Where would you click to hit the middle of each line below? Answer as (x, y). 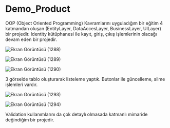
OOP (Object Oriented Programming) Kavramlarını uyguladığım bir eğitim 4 (84, 23)
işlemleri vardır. (21, 84)
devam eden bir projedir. (31, 39)
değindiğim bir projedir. (30, 120)
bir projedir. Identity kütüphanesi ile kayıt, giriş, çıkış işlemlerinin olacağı (81, 34)
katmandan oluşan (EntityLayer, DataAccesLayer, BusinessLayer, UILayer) (83, 28)
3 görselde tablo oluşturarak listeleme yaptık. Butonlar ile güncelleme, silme (85, 79)
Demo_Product (38, 9)
